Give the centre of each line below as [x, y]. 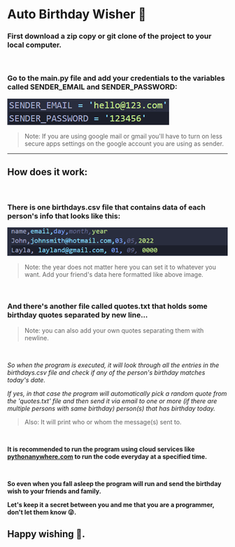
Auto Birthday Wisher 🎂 [77, 14]
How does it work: [48, 172]
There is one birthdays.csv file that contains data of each [107, 207]
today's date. [26, 380]
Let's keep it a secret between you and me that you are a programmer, [111, 504]
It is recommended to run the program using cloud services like [101, 449]
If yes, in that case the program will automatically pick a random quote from [117, 393]
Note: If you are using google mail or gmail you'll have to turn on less [123, 136]
